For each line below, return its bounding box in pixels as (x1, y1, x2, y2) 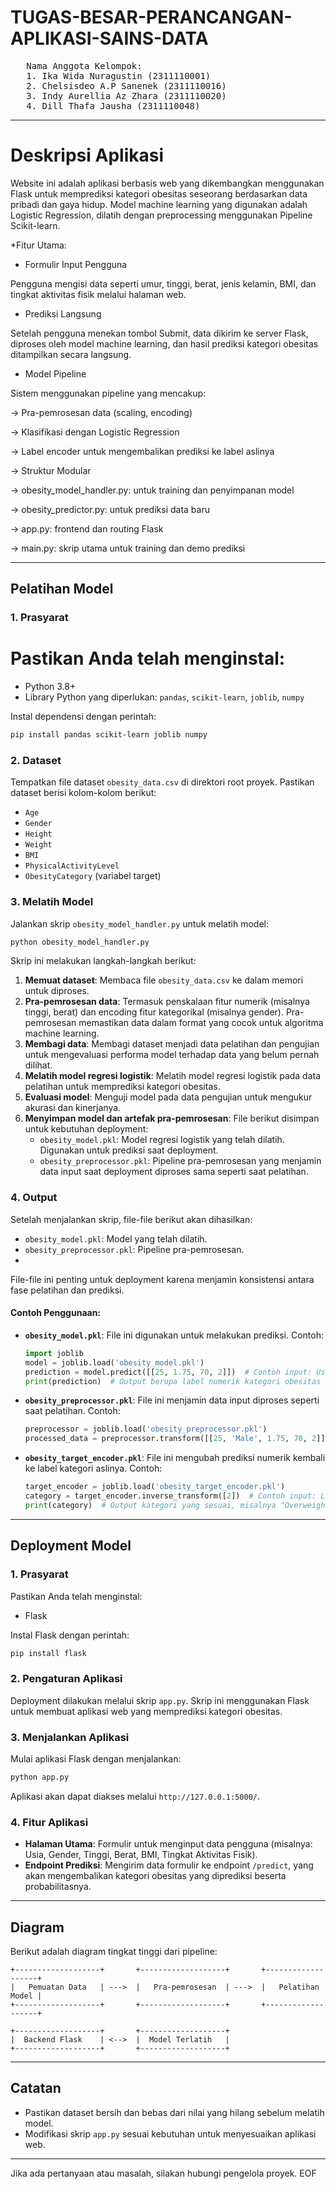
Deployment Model (10, 1537, 132, 1555)
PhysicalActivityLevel (24, 861, 120, 871)
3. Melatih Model (10, 895, 94, 909)
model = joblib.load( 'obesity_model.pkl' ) (24, 1357, 205, 1368)
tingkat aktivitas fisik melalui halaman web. (10, 288, 187, 300)
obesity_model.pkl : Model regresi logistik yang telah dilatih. (39, 1134, 285, 1146)
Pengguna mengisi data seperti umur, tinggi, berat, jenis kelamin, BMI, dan (10, 277, 317, 290)
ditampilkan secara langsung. (10, 348, 132, 360)
